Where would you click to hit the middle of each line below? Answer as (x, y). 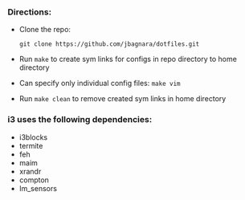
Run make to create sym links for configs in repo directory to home (128, 59)
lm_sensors (38, 188)
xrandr (30, 171)
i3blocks (33, 137)
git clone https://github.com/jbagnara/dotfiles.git (109, 44)
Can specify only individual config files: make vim (100, 84)
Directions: (30, 12)
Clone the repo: (45, 30)
